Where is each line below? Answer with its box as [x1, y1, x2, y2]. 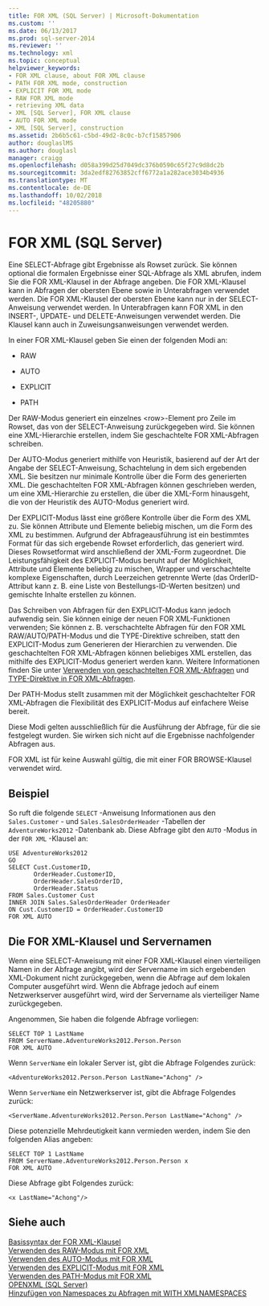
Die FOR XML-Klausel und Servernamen [8, 934, 212, 948]
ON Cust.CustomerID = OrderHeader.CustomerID [8, 906, 163, 914]
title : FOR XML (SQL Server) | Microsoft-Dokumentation [8, 11, 199, 20]
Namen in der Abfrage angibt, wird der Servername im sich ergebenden [8, 965, 247, 974]
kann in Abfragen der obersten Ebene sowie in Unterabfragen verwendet [8, 286, 250, 295]
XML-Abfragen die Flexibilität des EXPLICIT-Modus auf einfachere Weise [8, 698, 249, 708]
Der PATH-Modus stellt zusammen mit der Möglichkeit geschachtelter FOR [8, 690, 255, 699]
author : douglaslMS [8, 138, 74, 147]
